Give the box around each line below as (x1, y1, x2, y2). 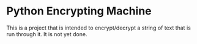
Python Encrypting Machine (6, 4, 152, 18)
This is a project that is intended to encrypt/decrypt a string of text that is (6, 24, 191, 31)
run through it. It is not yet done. (6, 30, 87, 37)
